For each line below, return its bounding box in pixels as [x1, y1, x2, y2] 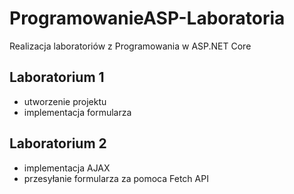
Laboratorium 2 [9, 135, 107, 152]
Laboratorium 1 [9, 69, 105, 86]
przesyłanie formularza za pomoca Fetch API [23, 172, 209, 184]
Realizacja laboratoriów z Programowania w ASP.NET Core [9, 40, 252, 52]
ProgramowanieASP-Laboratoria [9, 7, 286, 30]
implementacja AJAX [23, 162, 111, 174]
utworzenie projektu [23, 95, 107, 107]
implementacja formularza [23, 106, 132, 118]
